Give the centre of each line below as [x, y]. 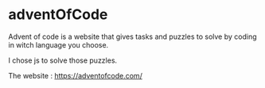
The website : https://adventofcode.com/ [76, 75]
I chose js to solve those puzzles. [63, 60]
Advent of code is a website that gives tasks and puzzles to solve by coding [132, 36]
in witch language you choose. [58, 44]
